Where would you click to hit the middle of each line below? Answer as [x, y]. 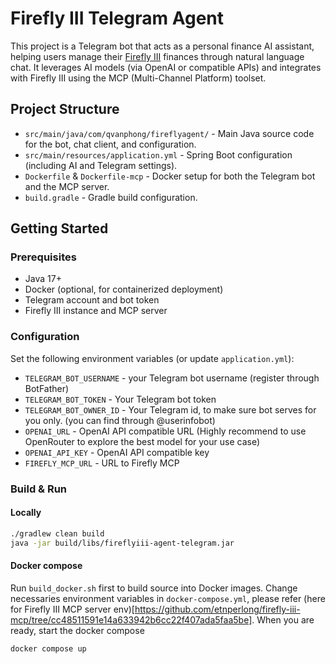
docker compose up [48, 648]
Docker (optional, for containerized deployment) [124, 289]
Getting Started [59, 228]
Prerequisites [43, 257]
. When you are [283, 619]
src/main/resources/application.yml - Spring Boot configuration [158, 154]
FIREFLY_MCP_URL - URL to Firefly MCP [102, 463]
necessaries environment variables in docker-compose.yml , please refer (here [168, 598]
